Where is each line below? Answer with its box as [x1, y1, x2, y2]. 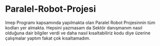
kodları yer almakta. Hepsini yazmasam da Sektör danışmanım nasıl [5, 24, 143, 30]
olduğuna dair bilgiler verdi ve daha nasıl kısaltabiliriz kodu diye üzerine [5, 30, 151, 36]
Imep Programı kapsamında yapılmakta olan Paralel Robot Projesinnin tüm [5, 20, 156, 25]
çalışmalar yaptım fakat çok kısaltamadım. [5, 35, 91, 41]
